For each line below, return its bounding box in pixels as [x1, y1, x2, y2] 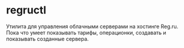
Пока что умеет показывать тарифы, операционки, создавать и [6, 29, 166, 36]
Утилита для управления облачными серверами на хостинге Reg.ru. [6, 23, 179, 30]
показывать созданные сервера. [6, 35, 89, 42]
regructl [6, 4, 47, 17]
